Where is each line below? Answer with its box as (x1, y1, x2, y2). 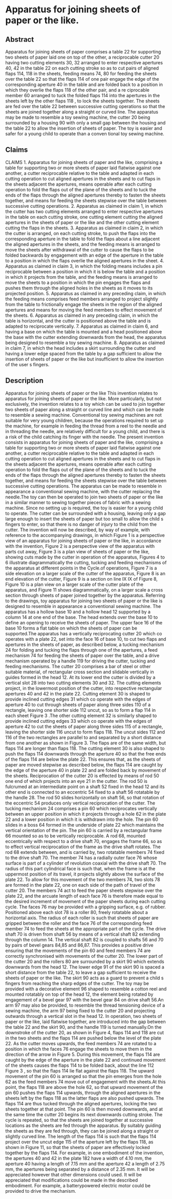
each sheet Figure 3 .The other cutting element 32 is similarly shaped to (5, 712, 157, 719)
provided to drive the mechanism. (5, 1188, 76, 1194)
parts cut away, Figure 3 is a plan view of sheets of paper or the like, (5, 548, 150, 554)
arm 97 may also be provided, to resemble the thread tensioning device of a (5, 1002, 165, 1008)
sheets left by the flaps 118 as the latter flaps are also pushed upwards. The (5, 1095, 164, 1101)
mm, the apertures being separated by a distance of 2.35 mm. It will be (5, 1166, 155, 1172)
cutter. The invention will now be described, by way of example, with (5, 526, 150, 533)
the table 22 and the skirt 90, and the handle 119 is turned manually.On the (5, 1024, 162, 1030)
